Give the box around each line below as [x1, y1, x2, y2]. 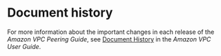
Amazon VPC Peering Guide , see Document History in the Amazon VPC [7, 35, 211, 43]
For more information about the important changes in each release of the [7, 28, 215, 36]
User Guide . [7, 42, 41, 50]
